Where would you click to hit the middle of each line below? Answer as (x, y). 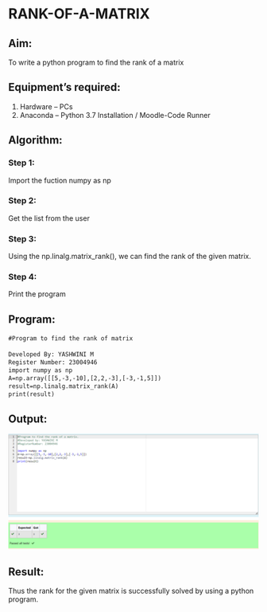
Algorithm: (35, 140)
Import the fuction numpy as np (60, 180)
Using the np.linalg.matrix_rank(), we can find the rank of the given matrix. (130, 257)
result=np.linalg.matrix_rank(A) (64, 386)
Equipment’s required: (64, 87)
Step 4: (23, 277)
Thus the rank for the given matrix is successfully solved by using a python (131, 591)
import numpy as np (41, 371)
